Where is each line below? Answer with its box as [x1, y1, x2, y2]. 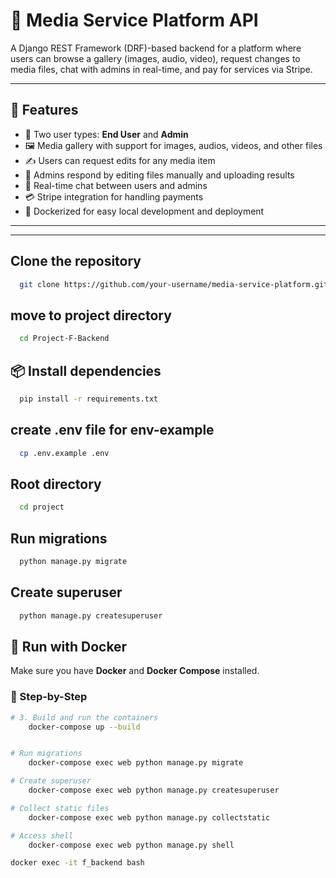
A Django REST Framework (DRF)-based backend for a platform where [10, 42, 302, 54]
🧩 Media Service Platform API [10, 9, 259, 32]
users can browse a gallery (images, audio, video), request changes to [10, 52, 301, 64]
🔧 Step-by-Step [10, 690, 88, 704]
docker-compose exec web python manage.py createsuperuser [28, 785, 280, 796]
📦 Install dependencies [10, 362, 162, 379]
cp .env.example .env [19, 448, 110, 458]
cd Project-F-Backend [19, 334, 110, 344]
